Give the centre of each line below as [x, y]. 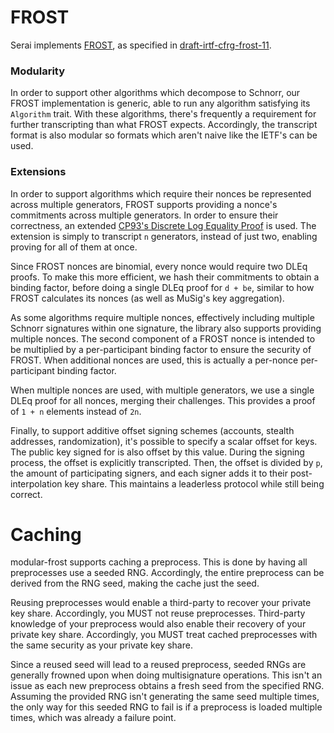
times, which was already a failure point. [93, 718]
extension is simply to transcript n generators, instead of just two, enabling [164, 236]
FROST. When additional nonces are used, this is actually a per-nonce [154, 360]
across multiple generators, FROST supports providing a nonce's [144, 204]
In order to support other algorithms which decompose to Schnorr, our [155, 93]
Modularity [38, 71]
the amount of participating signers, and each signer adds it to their [149, 473]
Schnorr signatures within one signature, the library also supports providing [166, 328]
